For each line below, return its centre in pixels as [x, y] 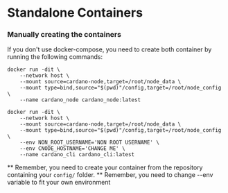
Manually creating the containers [64, 35]
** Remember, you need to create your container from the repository [105, 167]
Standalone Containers [75, 13]
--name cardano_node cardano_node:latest [80, 100]
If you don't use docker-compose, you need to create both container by [109, 49]
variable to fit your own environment [59, 183]
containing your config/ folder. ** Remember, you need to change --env [110, 175]
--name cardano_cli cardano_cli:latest [77, 155]
